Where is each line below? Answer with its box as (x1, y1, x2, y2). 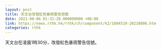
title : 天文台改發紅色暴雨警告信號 (5, 12, 69, 17)
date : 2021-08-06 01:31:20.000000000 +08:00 (5, 16, 99, 21)
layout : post (5, 7, 32, 12)
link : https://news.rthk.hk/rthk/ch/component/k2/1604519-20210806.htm (5, 21, 156, 26)
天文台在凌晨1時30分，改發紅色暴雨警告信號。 (5, 40, 100, 46)
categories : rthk (5, 25, 41, 30)
